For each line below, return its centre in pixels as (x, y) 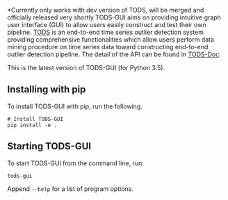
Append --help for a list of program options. (70, 189)
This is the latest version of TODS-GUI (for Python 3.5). (86, 68)
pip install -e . (32, 125)
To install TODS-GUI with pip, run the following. (75, 106)
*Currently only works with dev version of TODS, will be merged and (106, 10)
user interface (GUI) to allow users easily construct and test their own (107, 25)
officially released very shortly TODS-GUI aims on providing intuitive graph (114, 17)
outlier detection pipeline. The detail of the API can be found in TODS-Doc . (114, 54)
